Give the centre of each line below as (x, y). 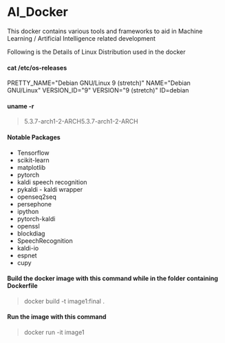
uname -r (21, 106)
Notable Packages (34, 137)
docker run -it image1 (54, 332)
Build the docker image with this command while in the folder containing (113, 278)
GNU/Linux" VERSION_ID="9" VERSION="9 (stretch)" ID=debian (98, 90)
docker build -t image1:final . (64, 301)
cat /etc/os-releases (37, 68)
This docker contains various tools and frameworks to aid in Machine (105, 31)
